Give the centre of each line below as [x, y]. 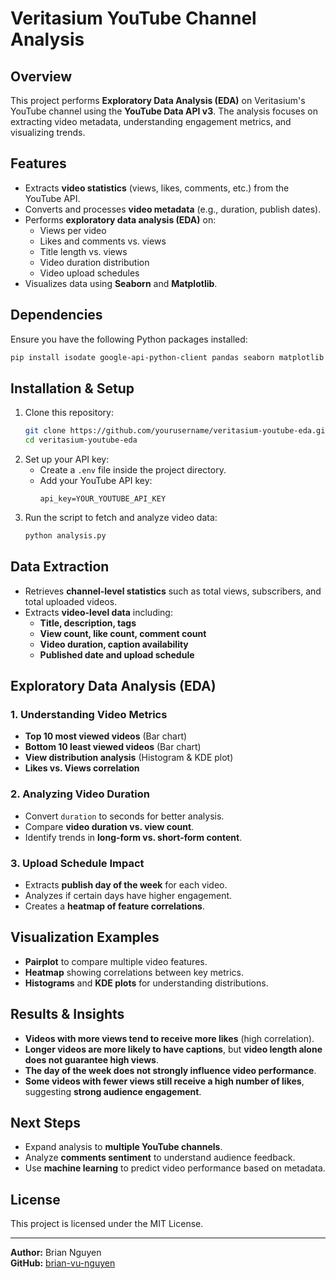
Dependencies [56, 315]
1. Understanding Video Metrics [89, 715]
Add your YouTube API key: [96, 481]
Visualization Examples [85, 937]
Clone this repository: [69, 413]
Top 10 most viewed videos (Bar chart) [106, 736]
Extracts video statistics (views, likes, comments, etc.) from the [157, 188]
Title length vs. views [83, 251]
